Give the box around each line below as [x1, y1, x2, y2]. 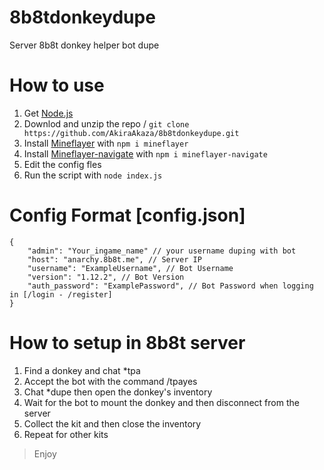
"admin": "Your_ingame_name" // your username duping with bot [27, 246, 297, 256]
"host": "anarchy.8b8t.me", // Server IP [27, 254, 202, 265]
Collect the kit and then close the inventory [23, 417, 202, 430]
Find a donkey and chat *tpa [23, 364, 141, 376]
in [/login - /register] [9, 289, 113, 300]
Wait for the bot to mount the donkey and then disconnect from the [23, 396, 300, 408]
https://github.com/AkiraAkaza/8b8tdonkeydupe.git [23, 128, 240, 138]
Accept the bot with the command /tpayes [23, 375, 198, 387]
